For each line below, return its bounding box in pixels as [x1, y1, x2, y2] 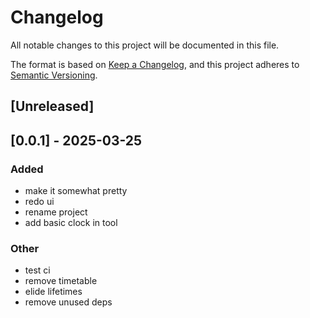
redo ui [24, 196, 55, 208]
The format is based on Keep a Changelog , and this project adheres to [10, 58, 300, 70]
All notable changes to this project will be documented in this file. [10, 39, 280, 51]
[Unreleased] [10, 98, 95, 115]
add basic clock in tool [24, 217, 118, 229]
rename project [24, 206, 88, 218]
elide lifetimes [24, 286, 83, 298]
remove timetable [24, 275, 98, 287]
